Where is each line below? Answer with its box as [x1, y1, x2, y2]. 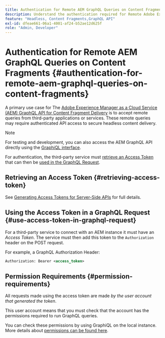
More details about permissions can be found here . [5, 328, 109, 334]
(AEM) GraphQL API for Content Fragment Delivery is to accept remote [5, 110, 148, 116]
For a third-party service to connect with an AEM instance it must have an [5, 229, 155, 235]
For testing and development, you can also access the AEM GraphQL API [5, 140, 153, 145]
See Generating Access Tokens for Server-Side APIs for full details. [5, 194, 141, 200]
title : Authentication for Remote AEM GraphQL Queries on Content [5, 7, 144, 12]
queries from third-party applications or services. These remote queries [5, 115, 151, 121]
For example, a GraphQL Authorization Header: [5, 249, 100, 255]
